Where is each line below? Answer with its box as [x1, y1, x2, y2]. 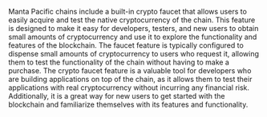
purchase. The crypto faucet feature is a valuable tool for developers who [8, 66, 252, 75]
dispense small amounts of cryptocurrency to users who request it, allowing [8, 49, 259, 58]
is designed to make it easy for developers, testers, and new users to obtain [8, 24, 259, 33]
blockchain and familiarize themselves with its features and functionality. [8, 99, 249, 109]
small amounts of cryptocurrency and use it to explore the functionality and [8, 32, 257, 41]
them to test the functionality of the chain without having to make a [8, 57, 230, 67]
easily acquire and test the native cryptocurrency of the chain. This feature [8, 15, 256, 25]
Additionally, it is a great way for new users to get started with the [8, 92, 225, 100]
